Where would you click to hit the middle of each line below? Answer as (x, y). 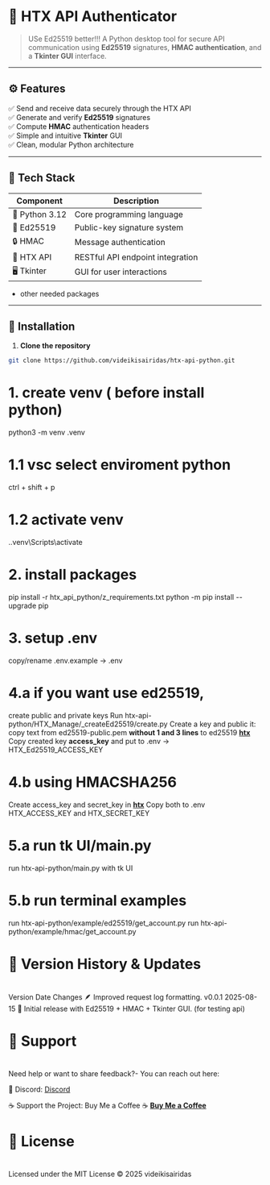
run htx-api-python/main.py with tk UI (71, 868)
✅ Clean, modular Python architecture (71, 144)
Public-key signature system (129, 227)
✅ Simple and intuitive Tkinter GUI (65, 135)
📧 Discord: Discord (39, 1089)
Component (39, 201)
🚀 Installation (42, 326)
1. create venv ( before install (106, 393)
